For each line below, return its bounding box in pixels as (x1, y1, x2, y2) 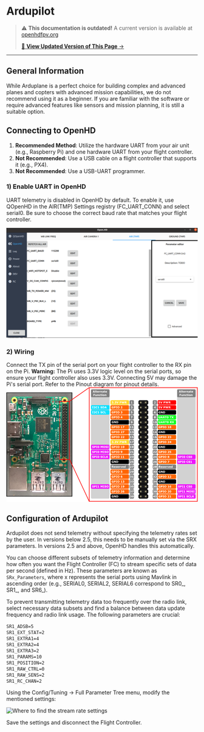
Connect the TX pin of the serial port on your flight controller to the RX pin (6, 361, 192, 369)
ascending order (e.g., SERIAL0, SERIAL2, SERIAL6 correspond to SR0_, (6, 580, 186, 587)
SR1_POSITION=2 (6, 660, 45, 666)
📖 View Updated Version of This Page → (21, 43, 124, 50)
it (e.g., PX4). (15, 161, 49, 168)
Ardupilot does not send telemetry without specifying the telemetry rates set (6, 530, 197, 537)
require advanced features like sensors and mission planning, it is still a (6, 101, 185, 109)
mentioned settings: (6, 696, 56, 703)
